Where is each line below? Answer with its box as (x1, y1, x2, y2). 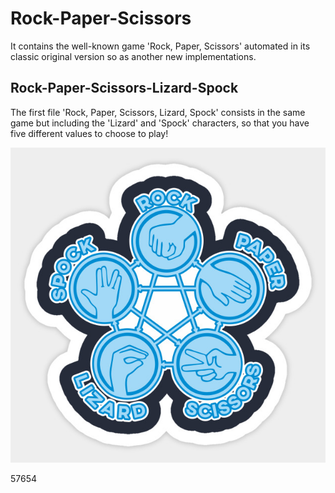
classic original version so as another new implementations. (10, 50, 257, 62)
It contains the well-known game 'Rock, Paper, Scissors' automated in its (10, 40, 311, 52)
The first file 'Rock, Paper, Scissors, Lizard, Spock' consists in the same (10, 106, 306, 118)
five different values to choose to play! (10, 127, 169, 139)
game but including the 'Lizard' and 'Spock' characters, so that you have (10, 117, 310, 129)
